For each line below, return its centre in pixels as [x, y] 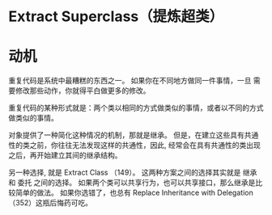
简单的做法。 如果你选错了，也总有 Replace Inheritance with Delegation [134, 193]
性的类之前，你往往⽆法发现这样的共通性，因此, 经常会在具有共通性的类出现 [134, 145]
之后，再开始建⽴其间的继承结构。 [65, 155]
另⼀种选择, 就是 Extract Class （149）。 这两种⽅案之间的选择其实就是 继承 [133, 173]
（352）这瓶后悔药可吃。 [51, 203]
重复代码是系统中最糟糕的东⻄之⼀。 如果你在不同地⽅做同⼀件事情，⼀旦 [130, 81]
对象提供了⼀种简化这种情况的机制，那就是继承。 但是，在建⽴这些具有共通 [134, 135]
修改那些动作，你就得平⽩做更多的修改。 [83, 91]
